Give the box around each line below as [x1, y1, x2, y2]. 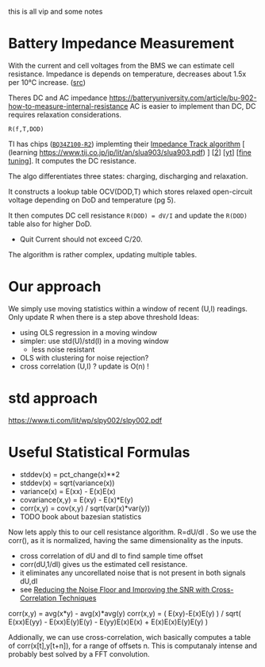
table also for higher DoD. [8, 218, 92, 229]
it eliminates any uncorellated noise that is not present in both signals [19, 568, 246, 577]
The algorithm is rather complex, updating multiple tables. [8, 249, 197, 259]
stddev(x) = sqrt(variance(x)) [19, 478, 115, 488]
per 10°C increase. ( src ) [8, 77, 86, 87]
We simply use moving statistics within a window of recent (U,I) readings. [8, 303, 248, 313]
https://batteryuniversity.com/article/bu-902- [109, 93, 257, 102]
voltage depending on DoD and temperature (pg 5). [8, 195, 176, 205]
